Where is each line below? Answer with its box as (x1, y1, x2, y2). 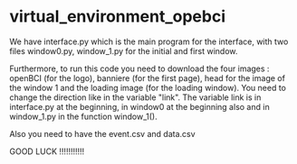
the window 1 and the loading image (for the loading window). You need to (9, 82, 287, 93)
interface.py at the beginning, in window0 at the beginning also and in (9, 101, 270, 112)
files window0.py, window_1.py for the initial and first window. (9, 45, 238, 56)
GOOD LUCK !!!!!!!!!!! (9, 146, 85, 157)
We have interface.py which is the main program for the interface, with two (9, 36, 289, 47)
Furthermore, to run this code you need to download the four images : (9, 63, 270, 74)
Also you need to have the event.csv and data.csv (9, 128, 196, 139)
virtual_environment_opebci (9, 6, 226, 27)
